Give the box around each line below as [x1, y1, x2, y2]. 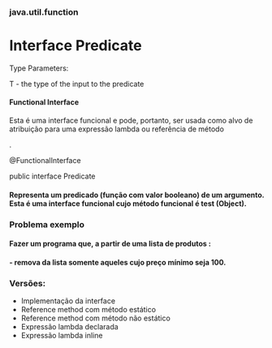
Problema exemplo [9, 218, 84, 230]
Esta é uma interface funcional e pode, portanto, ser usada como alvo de [9, 116, 253, 126]
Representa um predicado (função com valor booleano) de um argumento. [9, 190, 265, 200]
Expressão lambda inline [20, 331, 103, 341]
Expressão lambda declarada [20, 322, 119, 332]
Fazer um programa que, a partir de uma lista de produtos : [9, 238, 212, 249]
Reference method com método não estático [20, 313, 171, 323]
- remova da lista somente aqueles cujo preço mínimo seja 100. [9, 257, 227, 267]
